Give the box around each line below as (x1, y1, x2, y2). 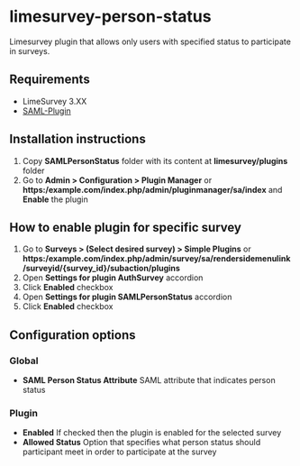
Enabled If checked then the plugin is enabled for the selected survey (22, 427, 282, 438)
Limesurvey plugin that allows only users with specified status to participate (9, 36, 291, 47)
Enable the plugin (22, 194, 88, 205)
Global (9, 354, 39, 367)
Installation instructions (9, 132, 146, 147)
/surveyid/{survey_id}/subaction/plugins (22, 263, 180, 274)
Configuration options (9, 327, 137, 343)
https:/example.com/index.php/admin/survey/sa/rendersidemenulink (22, 253, 291, 264)
